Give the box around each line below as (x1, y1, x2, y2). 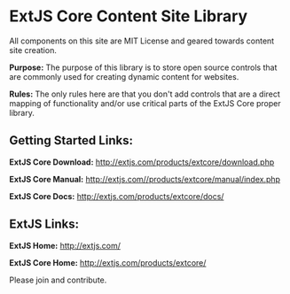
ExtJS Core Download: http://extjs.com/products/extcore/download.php (9, 157, 275, 167)
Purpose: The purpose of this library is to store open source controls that (9, 62, 278, 73)
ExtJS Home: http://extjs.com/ (9, 240, 121, 251)
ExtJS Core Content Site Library (9, 6, 248, 27)
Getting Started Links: (9, 133, 133, 148)
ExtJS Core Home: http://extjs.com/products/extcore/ (9, 257, 207, 267)
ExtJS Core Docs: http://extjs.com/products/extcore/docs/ (9, 190, 224, 201)
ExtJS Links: (9, 217, 80, 232)
